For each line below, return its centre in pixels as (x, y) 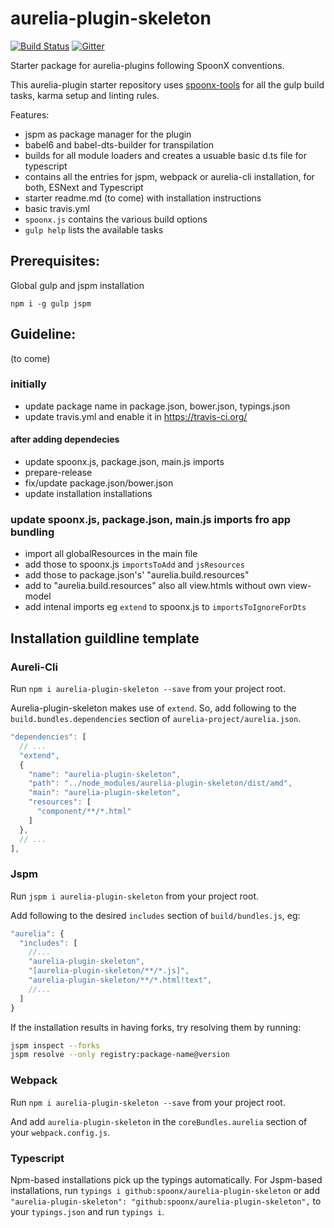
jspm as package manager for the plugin (108, 134)
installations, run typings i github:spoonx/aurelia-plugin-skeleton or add (165, 1190)
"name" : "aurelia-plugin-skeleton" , (105, 774)
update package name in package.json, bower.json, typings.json (157, 406)
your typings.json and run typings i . (87, 1211)
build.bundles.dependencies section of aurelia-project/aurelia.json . (156, 719)
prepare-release (58, 473)
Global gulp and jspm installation (77, 285)
